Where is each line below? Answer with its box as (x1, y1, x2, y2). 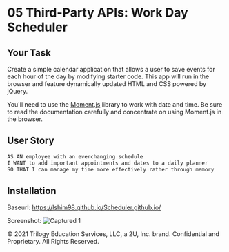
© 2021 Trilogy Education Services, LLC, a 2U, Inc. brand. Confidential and (7, 230, 219, 238)
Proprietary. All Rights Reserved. (7, 238, 99, 246)
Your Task (7, 47, 52, 59)
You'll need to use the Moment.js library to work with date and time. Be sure (7, 101, 223, 108)
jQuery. (7, 87, 28, 95)
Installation (7, 185, 57, 197)
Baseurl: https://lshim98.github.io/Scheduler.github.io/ (7, 203, 161, 211)
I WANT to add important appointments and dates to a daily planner (7, 160, 208, 167)
